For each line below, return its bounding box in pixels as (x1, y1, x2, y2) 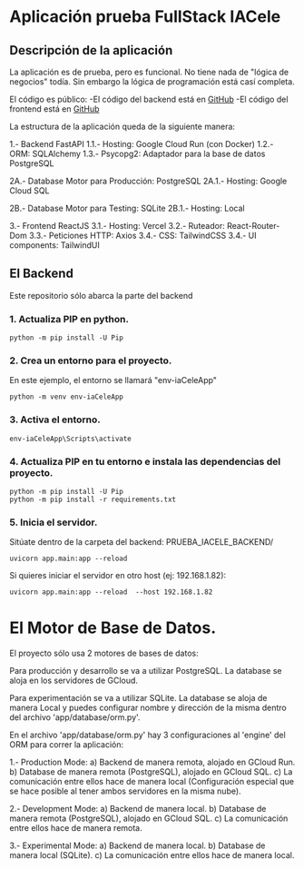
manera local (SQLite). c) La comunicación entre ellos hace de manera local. (9, 850, 295, 861)
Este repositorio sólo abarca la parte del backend (9, 290, 193, 301)
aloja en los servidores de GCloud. (9, 675, 139, 686)
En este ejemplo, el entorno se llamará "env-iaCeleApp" (9, 375, 218, 386)
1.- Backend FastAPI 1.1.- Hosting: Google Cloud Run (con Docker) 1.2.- (9, 139, 274, 149)
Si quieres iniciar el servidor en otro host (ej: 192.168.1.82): (9, 570, 227, 581)
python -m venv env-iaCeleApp (9, 392, 124, 401)
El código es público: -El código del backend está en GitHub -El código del (9, 94, 289, 104)
